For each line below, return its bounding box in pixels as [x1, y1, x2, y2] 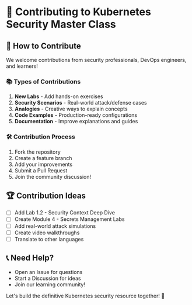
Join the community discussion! [14, 173, 92, 180]
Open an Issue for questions [14, 268, 83, 275]
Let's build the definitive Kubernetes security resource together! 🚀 [6, 292, 165, 299]
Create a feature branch [14, 154, 72, 161]
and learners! [6, 63, 38, 70]
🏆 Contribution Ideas [6, 190, 86, 200]
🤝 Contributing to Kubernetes [6, 5, 152, 19]
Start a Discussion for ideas [14, 275, 81, 282]
